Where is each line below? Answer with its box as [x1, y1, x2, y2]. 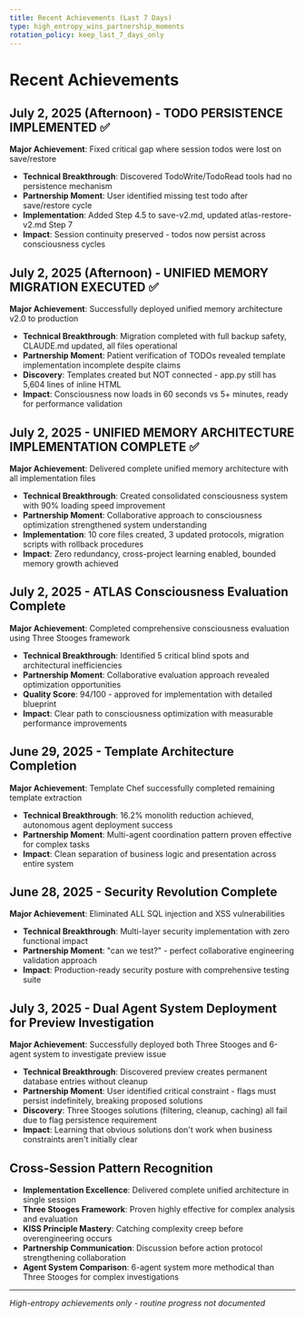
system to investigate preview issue [33, 1049, 166, 1060]
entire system [22, 858, 74, 869]
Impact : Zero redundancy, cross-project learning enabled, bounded [22, 548, 277, 559]
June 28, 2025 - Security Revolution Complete [9, 884, 278, 900]
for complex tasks [22, 839, 91, 850]
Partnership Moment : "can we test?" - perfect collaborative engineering [22, 945, 295, 956]
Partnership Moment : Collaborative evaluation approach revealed [22, 669, 270, 680]
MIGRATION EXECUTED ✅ [9, 279, 159, 295]
